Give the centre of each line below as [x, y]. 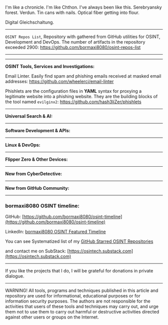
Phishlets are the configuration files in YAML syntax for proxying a [73, 91]
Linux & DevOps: [23, 145]
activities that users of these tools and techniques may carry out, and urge [82, 306]
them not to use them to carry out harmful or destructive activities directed [82, 312]
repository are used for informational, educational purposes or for [73, 296]
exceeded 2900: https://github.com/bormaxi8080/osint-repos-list [73, 47]
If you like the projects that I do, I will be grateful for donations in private [79, 271]
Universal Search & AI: [29, 116]
